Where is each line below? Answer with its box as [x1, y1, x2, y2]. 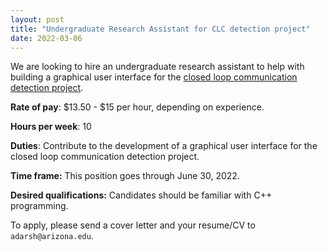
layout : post [10, 14, 65, 25]
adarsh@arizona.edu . [10, 230, 94, 242]
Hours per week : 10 [10, 121, 92, 133]
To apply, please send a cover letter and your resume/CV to [10, 219, 256, 231]
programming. [10, 200, 69, 212]
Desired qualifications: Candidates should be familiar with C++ [10, 189, 273, 201]
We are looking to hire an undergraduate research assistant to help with [10, 61, 305, 73]
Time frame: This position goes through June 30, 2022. [10, 170, 240, 182]
